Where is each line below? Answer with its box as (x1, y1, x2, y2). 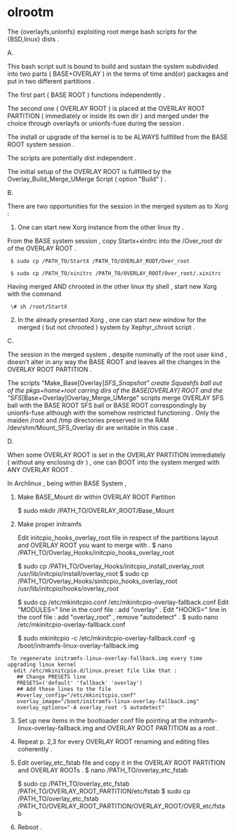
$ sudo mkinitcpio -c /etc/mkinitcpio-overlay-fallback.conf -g (17, 634, 195, 642)
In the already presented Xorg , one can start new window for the (17, 315, 206, 323)
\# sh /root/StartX (10, 303, 68, 310)
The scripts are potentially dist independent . (7, 154, 137, 162)
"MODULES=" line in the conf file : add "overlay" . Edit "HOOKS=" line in (17, 605, 227, 614)
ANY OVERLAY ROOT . (7, 465, 72, 474)
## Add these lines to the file (16, 685, 112, 692)
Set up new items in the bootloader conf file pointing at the (17, 716, 188, 725)
